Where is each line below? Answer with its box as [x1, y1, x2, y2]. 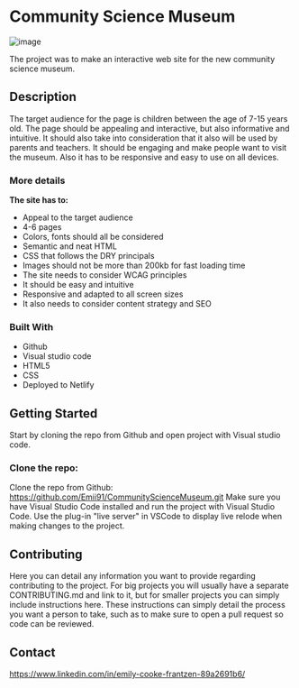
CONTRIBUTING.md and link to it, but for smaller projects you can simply [9, 590, 280, 601]
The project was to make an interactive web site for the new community [9, 53, 276, 64]
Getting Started [9, 406, 98, 421]
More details [9, 174, 66, 187]
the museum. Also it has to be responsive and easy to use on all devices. [9, 151, 279, 162]
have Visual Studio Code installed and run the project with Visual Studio [9, 501, 276, 512]
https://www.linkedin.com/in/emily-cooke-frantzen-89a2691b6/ [9, 669, 246, 680]
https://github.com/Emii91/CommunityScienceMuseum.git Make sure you [9, 491, 281, 502]
